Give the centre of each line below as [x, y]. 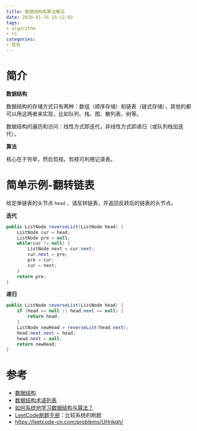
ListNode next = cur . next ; [61, 249]
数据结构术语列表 [36, 400]
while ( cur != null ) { [43, 243]
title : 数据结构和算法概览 [36, 12]
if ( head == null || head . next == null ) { [70, 311]
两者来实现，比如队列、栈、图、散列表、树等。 [84, 114]
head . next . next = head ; [46, 333]
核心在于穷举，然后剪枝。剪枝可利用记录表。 [61, 159]
